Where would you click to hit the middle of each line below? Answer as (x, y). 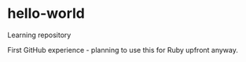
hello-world (46, 14)
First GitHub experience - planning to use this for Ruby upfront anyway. (123, 50)
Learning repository (39, 35)
